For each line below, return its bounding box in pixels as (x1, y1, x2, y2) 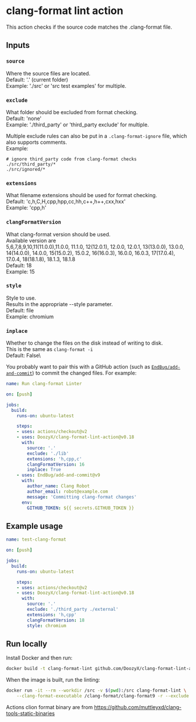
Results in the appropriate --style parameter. (6, 300, 113, 308)
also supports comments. (6, 139, 67, 146)
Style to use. (6, 294, 36, 301)
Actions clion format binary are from (6, 703, 93, 710)
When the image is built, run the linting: (6, 676, 100, 683)
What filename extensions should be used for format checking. (6, 192, 157, 199)
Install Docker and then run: (6, 654, 73, 662)
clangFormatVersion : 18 (27, 617, 85, 623)
